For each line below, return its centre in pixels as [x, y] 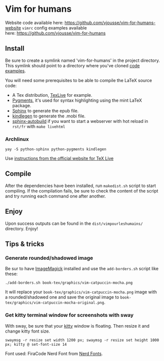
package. [22, 105]
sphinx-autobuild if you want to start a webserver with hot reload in [80, 121]
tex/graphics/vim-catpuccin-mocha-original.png [55, 303]
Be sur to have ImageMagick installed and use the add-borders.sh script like [82, 269]
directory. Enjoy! [22, 228]
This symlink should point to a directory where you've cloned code [72, 65]
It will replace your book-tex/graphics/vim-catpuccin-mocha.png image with [81, 292]
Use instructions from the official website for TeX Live [59, 159]
